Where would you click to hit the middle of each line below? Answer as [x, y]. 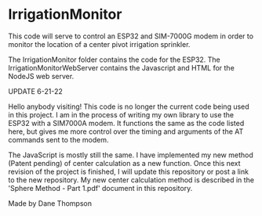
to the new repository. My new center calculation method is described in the [131, 180]
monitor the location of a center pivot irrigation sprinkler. [99, 44]
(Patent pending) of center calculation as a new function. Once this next [124, 163]
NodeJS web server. [41, 76]
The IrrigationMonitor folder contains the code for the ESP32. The [115, 59]
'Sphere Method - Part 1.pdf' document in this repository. [100, 188]
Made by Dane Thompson [50, 203]
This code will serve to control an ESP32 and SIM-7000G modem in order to [131, 36]
